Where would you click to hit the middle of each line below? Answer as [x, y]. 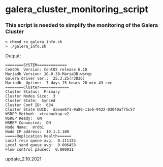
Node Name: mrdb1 [25, 127]
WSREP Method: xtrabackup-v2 [37, 114]
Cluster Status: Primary [32, 92]
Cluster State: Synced [30, 101]
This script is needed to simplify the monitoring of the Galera [82, 25]
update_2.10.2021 [23, 159]
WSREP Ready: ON [24, 119]
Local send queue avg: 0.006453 [41, 145]
